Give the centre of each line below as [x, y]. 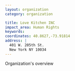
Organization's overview [29, 63]
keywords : [15, 32]
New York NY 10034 [28, 50]
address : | [16, 41]
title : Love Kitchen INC [30, 23]
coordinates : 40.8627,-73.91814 [37, 36]
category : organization [29, 14]
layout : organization [27, 9]
